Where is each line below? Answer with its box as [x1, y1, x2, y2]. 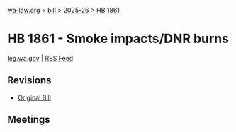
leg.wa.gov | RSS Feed [7, 54, 74, 62]
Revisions [7, 74, 52, 87]
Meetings [7, 114, 51, 126]
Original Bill [17, 93, 52, 102]
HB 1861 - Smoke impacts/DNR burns [7, 31, 229, 47]
